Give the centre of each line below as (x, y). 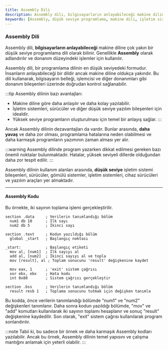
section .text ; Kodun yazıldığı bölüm (51, 234)
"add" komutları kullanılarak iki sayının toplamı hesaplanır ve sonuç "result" (82, 311)
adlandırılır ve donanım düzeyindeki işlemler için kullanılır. (64, 58)
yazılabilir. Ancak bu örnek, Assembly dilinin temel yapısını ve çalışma (77, 336)
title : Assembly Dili (28, 10)
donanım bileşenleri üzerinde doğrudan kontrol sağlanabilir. (66, 84)
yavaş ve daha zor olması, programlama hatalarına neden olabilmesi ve (78, 134)
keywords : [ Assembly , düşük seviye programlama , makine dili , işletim (80, 19)
